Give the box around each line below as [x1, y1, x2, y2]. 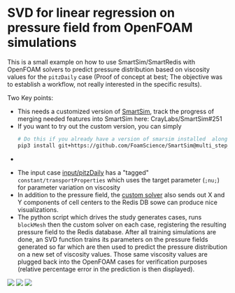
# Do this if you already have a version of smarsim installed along [17, 135, 228, 143]
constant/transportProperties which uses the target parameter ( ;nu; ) [17, 176, 220, 184]
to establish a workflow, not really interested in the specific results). [7, 80, 202, 88]
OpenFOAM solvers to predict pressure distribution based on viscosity [7, 65, 210, 73]
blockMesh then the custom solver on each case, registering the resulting [17, 220, 227, 229]
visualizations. [17, 205, 59, 214]
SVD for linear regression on [7, 5, 175, 21]
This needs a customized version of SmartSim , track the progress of [17, 107, 215, 115]
